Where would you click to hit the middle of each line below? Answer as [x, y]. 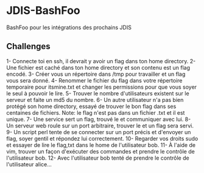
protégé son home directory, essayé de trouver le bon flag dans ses [91, 106]
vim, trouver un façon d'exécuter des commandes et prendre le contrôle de [100, 151]
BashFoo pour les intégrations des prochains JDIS [69, 27]
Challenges [28, 46]
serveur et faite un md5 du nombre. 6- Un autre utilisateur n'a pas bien [95, 100]
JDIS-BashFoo [43, 11]
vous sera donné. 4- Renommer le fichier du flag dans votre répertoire [94, 80]
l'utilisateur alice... [29, 164]
